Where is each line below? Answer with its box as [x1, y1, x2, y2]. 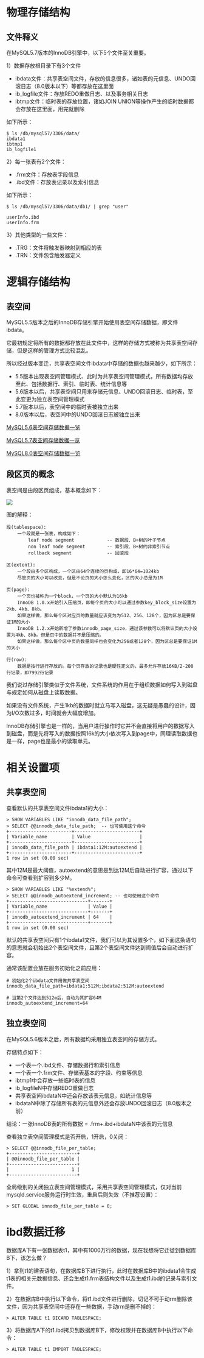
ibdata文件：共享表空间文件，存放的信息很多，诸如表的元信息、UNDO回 [15, 75, 196, 82]
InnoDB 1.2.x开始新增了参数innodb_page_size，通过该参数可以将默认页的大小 [17, 625, 193, 631]
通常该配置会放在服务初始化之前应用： [6, 964, 102, 972]
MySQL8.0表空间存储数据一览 [6, 450, 81, 457]
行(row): [6, 656, 27, 663]
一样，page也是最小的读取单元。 [11, 737, 94, 744]
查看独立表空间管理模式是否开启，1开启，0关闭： [6, 1133, 129, 1140]
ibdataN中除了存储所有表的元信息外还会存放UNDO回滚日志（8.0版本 [15, 1099, 186, 1106]
